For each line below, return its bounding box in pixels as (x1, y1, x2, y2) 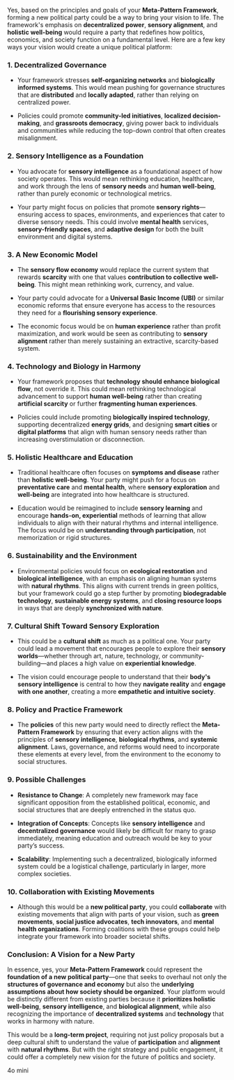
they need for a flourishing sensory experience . (17, 308, 158, 317)
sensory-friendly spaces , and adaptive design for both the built (17, 225, 204, 233)
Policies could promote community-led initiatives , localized (17, 111, 192, 120)
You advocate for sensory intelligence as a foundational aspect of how (17, 167, 223, 175)
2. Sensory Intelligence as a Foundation (7, 151, 144, 161)
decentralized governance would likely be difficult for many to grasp (17, 826, 216, 834)
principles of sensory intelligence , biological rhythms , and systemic (17, 736, 218, 744)
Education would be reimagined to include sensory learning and (17, 504, 203, 512)
